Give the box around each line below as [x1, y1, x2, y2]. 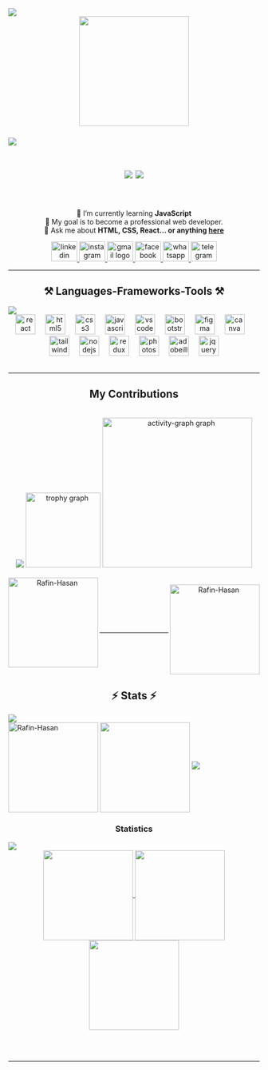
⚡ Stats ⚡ [111, 689, 157, 702]
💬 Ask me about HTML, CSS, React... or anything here [43, 225, 225, 235]
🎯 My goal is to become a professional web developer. [45, 217, 223, 227]
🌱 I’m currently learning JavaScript [76, 209, 192, 218]
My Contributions [89, 388, 179, 401]
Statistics [115, 823, 153, 834]
